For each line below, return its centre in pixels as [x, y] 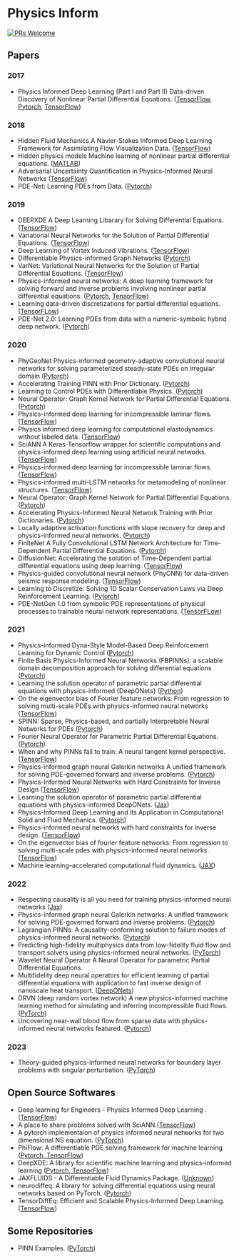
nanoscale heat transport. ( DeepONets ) [76, 990]
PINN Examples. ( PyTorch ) [57, 1248]
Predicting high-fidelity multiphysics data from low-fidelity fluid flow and [124, 945]
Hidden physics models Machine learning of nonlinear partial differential [124, 156]
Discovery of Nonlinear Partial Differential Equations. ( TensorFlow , [115, 99]
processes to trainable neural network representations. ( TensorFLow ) [120, 611]
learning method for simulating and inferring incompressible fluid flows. [123, 1006]
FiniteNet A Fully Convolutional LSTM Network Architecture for [110, 543]
